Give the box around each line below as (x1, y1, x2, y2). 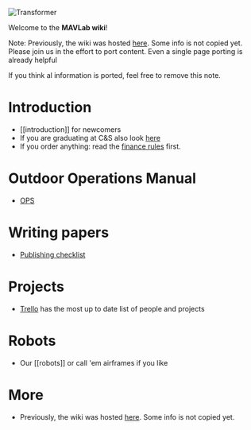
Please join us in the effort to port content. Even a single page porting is (8, 47, 243, 56)
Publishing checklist (19, 250, 86, 259)
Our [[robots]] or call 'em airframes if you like (19, 358, 168, 367)
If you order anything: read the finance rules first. (19, 141, 181, 151)
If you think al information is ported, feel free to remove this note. (8, 71, 221, 79)
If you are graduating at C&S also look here (19, 133, 161, 142)
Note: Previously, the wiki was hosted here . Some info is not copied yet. (8, 38, 243, 48)
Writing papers (8, 223, 110, 242)
